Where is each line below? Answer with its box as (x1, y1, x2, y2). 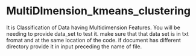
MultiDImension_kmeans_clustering (6, 4, 191, 18)
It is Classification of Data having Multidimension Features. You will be (6, 24, 181, 31)
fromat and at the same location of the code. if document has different (6, 36, 181, 43)
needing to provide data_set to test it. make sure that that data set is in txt (6, 30, 189, 37)
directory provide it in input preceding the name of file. (6, 43, 142, 50)
